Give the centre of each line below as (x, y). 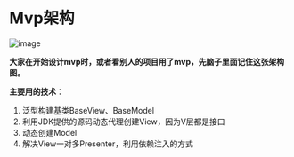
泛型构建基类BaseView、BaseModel (88, 110)
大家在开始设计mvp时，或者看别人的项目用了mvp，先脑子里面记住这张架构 (147, 61)
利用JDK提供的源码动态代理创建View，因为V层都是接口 (123, 122)
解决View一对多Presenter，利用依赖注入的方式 (108, 144)
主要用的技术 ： (37, 91)
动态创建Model (49, 132)
